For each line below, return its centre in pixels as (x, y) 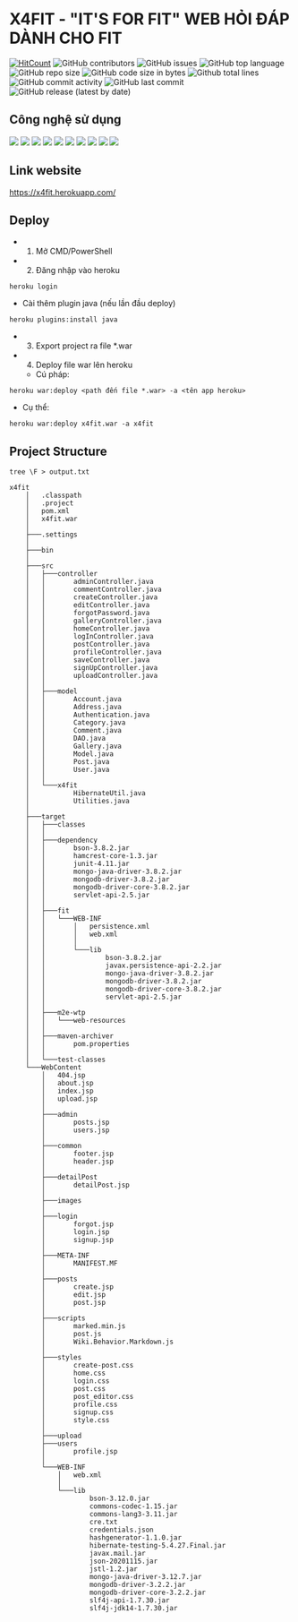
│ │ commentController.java (94, 590)
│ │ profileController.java (94, 652)
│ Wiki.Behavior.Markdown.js (108, 1342)
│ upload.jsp (70, 1099)
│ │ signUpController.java (92, 668)
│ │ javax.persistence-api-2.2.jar (123, 966)
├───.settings (51, 535)
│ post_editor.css (88, 1397)
